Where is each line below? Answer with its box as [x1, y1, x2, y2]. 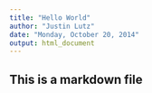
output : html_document [9, 38, 95, 48]
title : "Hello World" [9, 13, 91, 23]
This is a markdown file [9, 71, 143, 87]
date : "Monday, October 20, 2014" [9, 30, 140, 39]
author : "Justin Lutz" [9, 22, 95, 31]
